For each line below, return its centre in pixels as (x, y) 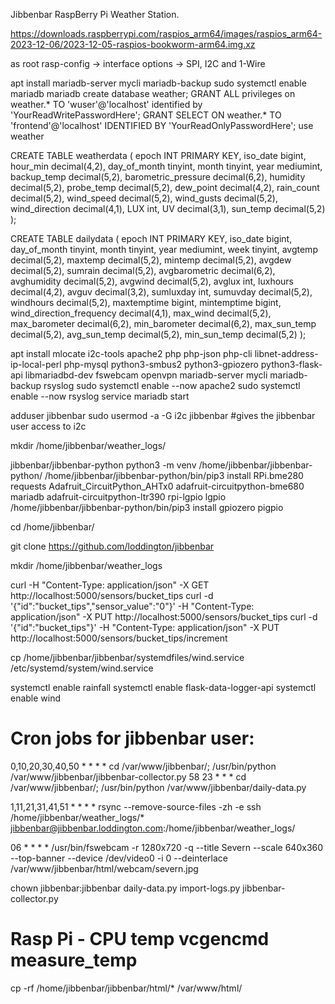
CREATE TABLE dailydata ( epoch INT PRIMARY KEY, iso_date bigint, (151, 238)
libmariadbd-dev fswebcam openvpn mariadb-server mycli (146, 375)
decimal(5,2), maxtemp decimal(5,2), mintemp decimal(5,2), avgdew (151, 260)
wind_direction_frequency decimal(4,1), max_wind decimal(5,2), (141, 313)
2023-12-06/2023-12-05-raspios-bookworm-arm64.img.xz (133, 44)
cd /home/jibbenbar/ (52, 527)
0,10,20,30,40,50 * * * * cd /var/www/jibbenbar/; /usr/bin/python (143, 766)
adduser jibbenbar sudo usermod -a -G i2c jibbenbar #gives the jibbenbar (163, 415)
